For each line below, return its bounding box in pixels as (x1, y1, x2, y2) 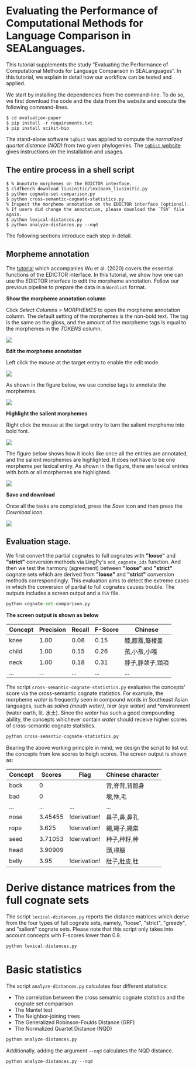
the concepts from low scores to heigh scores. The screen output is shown (6, 750, 187, 757)
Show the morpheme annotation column (6, 295, 106, 302)
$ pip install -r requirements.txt (6, 120, 93, 126)
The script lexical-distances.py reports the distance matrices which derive (6, 913, 190, 920)
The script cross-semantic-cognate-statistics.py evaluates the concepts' (6, 683, 185, 691)
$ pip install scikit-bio (6, 125, 69, 131)
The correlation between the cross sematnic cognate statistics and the (14, 994, 185, 1001)
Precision (39, 626, 66, 634)
